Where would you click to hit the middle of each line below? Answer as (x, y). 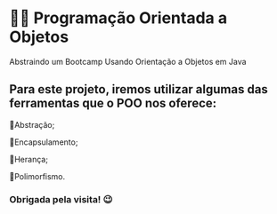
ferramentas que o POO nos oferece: (113, 103)
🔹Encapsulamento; (44, 142)
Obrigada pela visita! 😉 (61, 199)
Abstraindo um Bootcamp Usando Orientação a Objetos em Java (128, 61)
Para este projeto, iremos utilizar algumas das (139, 89)
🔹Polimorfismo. (37, 176)
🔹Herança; (29, 159)
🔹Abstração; (32, 124)
